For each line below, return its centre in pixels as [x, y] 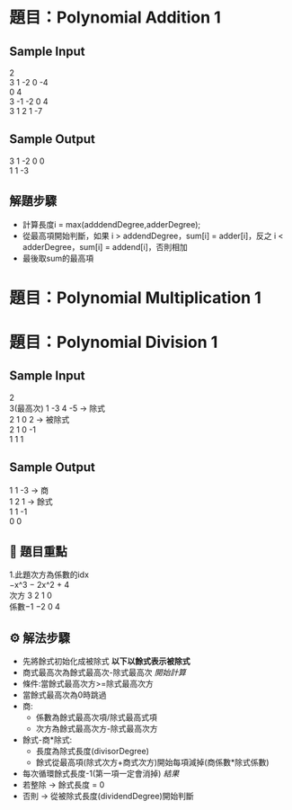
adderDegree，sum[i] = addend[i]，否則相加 [105, 246]
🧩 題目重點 [38, 552]
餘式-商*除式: [47, 740]
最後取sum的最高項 [58, 258]
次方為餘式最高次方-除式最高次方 [97, 729]
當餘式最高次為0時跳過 [64, 695]
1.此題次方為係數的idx [49, 574]
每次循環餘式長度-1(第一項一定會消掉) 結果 [101, 774]
